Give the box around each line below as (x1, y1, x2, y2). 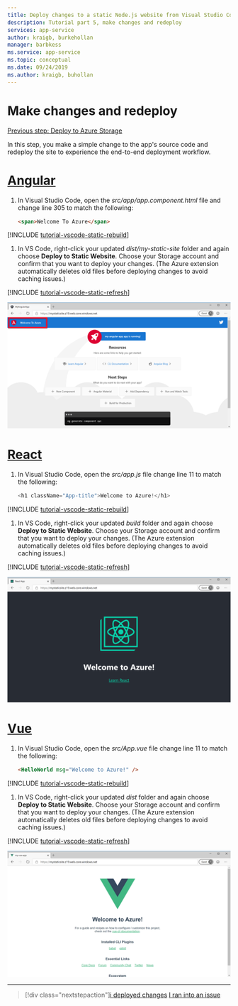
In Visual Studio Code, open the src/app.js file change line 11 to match (17, 470, 222, 478)
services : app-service (7, 26, 74, 33)
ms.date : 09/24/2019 (7, 64, 69, 71)
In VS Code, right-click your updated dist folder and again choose (17, 793, 210, 801)
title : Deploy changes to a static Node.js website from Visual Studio (7, 11, 223, 18)
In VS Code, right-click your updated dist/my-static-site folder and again (17, 245, 229, 253)
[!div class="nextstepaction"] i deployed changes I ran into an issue (24, 990, 221, 999)
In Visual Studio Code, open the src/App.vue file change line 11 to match (17, 744, 228, 753)
